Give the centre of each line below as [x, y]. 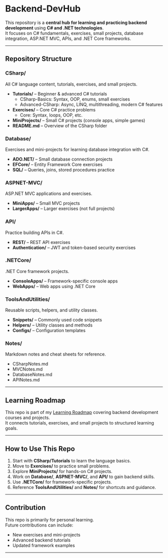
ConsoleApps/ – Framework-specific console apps [65, 281]
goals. [11, 428]
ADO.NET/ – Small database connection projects [62, 159]
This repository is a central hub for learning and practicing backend [76, 22]
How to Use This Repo [40, 449]
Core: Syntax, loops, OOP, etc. [51, 115]
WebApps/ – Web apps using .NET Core [54, 286]
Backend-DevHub [43, 9]
